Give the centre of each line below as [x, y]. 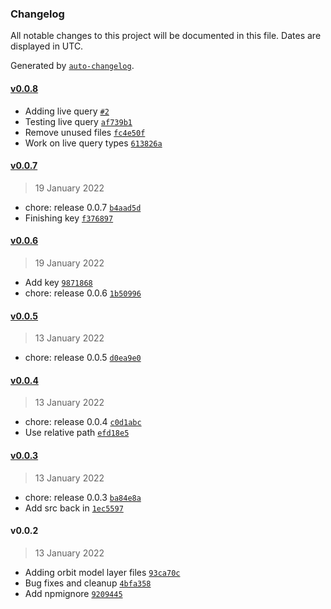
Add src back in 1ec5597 [74, 508]
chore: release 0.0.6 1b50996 [83, 293]
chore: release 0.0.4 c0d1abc [83, 422]
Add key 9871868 [58, 282]
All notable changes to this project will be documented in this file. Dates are [166, 36]
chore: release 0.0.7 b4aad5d [83, 207]
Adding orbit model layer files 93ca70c [102, 572]
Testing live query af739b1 [78, 121]
